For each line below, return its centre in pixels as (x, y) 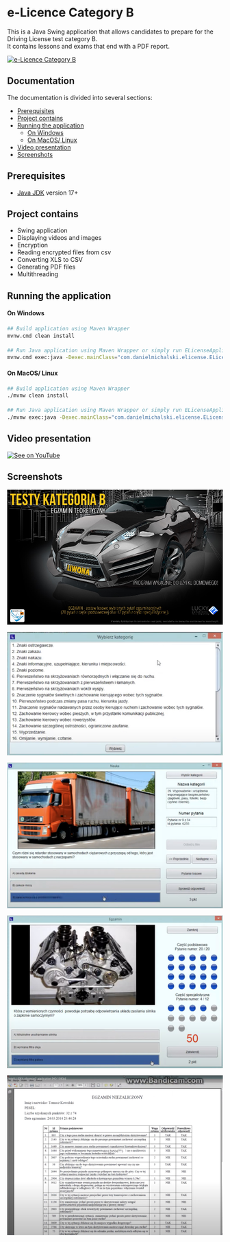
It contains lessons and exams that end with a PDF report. (88, 46)
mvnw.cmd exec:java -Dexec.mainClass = (62, 358)
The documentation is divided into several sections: (80, 97)
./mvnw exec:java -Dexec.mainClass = (59, 417)
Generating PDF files (46, 267)
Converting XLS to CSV (50, 260)
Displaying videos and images (59, 238)
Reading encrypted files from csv (64, 252)
